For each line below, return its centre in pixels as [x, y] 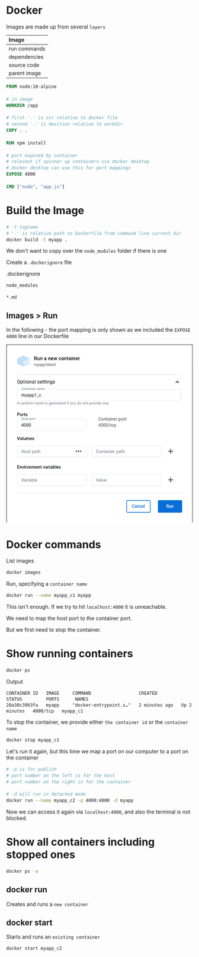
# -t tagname [22, 227]
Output [15, 681]
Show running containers [70, 654]
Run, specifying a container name [47, 584]
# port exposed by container [42, 155]
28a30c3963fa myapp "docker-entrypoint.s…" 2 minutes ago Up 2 [99, 705]
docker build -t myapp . [37, 240]
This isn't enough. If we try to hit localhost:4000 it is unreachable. [86, 607]
